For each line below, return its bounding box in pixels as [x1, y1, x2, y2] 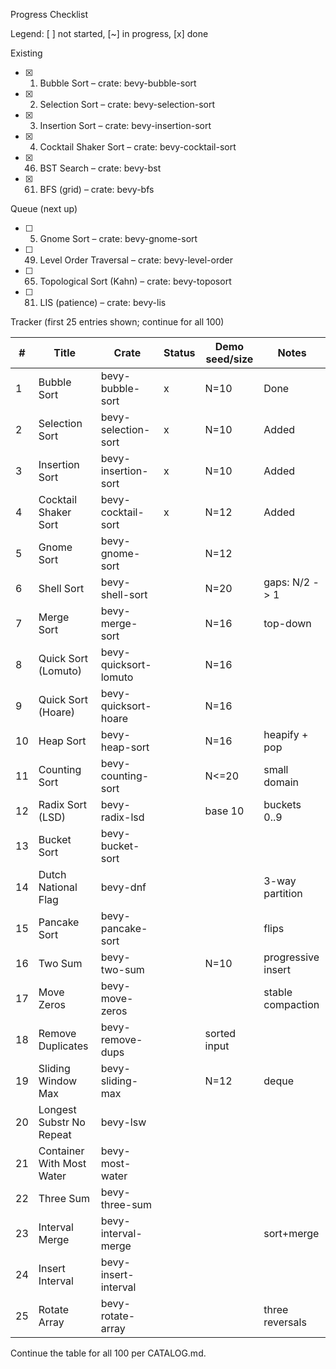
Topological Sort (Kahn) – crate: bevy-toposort [39, 275, 232, 287]
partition [263, 887, 303, 900]
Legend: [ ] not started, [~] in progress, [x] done [10, 28, 209, 39]
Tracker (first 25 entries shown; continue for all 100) [10, 316, 225, 328]
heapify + [263, 728, 309, 741]
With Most [38, 1157, 87, 1170]
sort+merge [263, 1227, 320, 1240]
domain [263, 775, 299, 789]
